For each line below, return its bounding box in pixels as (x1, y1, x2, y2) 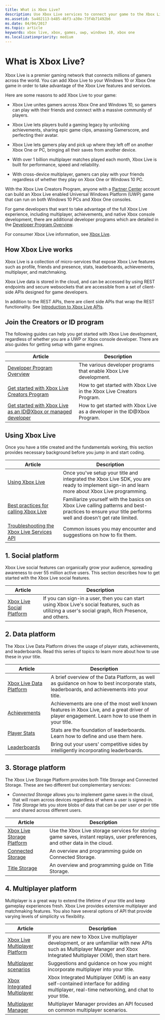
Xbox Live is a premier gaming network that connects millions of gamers (5, 72, 151, 78)
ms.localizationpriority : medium (5, 35, 74, 40)
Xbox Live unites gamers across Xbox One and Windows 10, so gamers (12, 101, 156, 107)
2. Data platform (5, 630, 55, 638)
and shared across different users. (12, 807, 82, 813)
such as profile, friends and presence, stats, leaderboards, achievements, (5, 264, 155, 270)
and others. (43, 613, 70, 620)
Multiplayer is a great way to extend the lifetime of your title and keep (5, 897, 145, 903)
